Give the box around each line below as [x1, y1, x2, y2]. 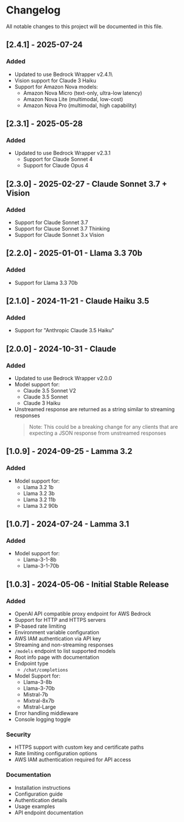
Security [6, 731, 31, 739]
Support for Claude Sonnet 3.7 [14, 219, 89, 226]
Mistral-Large [23, 703, 57, 711]
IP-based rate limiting [14, 622, 66, 630]
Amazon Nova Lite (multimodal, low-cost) [23, 95, 124, 102]
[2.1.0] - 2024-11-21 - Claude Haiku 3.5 [6, 296, 150, 306]
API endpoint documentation [14, 809, 84, 816]
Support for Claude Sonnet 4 [23, 156, 93, 163]
